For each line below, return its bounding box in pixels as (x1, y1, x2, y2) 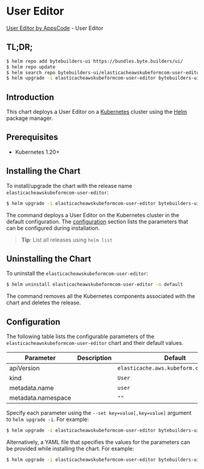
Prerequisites (6, 132, 58, 142)
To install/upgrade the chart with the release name (6, 182, 132, 189)
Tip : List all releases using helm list (21, 236, 113, 243)
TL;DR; (6, 42, 33, 52)
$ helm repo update (6, 64, 56, 70)
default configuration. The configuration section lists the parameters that (6, 218, 188, 225)
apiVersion (9, 364, 40, 372)
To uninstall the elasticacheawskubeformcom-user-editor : (6, 269, 148, 277)
